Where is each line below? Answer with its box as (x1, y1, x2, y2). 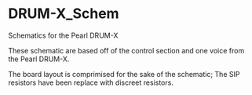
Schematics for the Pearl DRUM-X (8, 31, 119, 40)
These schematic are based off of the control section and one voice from (8, 46, 245, 55)
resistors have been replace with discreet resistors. (8, 78, 174, 87)
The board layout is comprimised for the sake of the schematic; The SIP (8, 69, 240, 79)
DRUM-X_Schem (8, 5, 119, 23)
